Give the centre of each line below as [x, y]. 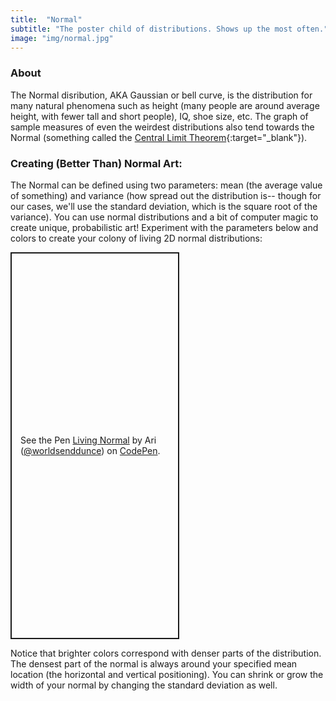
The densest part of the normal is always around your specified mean [154, 663]
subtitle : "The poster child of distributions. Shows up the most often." [169, 29]
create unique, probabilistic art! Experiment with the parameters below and [164, 227]
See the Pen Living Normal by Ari [88, 440]
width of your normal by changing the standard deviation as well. [144, 685]
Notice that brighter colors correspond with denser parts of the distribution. [166, 653]
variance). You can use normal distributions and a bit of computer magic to [164, 217]
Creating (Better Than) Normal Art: [96, 163]
